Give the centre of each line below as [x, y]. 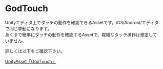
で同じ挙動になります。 [29, 28]
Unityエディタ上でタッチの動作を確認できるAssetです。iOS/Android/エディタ [82, 22]
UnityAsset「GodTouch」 [31, 61]
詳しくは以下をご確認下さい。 [35, 51]
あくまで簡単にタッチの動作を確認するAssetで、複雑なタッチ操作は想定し [79, 34]
